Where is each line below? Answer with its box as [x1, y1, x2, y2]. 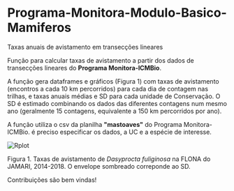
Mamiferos [7, 20, 72, 36]
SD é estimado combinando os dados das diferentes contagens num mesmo [7, 99, 227, 107]
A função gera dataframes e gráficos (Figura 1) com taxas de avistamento [7, 77, 219, 85]
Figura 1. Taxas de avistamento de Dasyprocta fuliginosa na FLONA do [7, 155, 211, 163]
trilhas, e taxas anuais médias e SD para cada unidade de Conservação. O [7, 92, 221, 100]
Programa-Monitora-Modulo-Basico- [7, 5, 227, 21]
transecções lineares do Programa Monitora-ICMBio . [7, 63, 162, 72]
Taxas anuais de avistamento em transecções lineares [7, 43, 163, 51]
